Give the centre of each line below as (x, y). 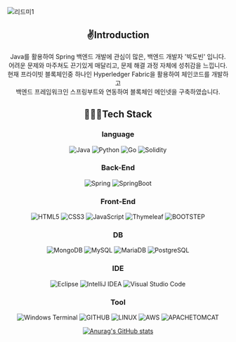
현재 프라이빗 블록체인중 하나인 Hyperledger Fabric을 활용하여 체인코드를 (109, 74)
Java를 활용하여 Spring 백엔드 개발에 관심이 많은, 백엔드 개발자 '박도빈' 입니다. (118, 56)
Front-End (118, 201)
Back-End (118, 167)
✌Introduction (118, 35)
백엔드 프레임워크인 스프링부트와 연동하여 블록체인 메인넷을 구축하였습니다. (118, 91)
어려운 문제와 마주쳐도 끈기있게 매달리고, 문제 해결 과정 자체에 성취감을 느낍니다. (118, 65)
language (118, 134)
